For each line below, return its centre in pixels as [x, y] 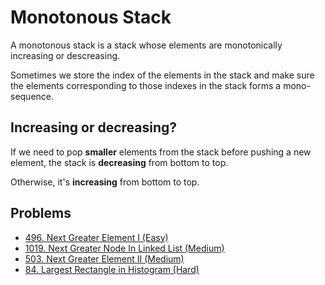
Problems [41, 213]
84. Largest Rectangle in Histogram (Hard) [112, 269]
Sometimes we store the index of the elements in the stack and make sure [162, 75]
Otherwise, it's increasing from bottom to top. [105, 182]
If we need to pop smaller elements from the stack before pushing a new [161, 152]
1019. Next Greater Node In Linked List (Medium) [124, 248]
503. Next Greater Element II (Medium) [104, 258]
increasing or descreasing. [65, 55]
